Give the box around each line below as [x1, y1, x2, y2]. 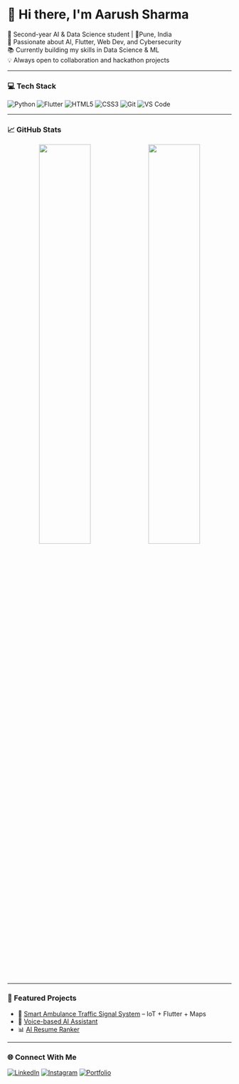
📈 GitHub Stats [7, 125, 62, 135]
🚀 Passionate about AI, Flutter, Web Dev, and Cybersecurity [7, 37, 181, 46]
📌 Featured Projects [7, 993, 77, 1003]
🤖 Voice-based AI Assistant [17, 1017, 98, 1026]
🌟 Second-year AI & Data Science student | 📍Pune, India [7, 30, 172, 38]
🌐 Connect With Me [7, 1052, 77, 1062]
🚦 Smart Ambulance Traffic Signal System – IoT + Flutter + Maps [17, 1009, 206, 1018]
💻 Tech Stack [7, 81, 57, 91]
